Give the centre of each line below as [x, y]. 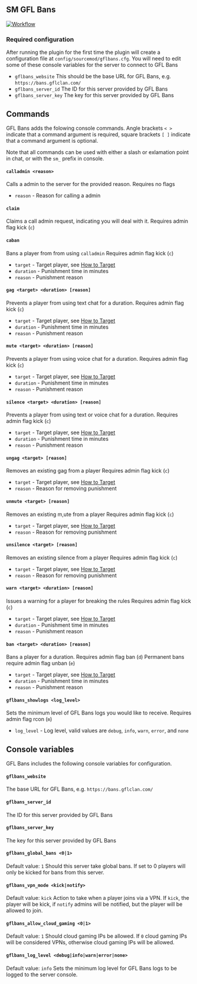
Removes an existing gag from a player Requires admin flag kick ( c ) [88, 471]
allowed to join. [24, 911]
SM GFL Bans [31, 10]
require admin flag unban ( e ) [41, 664]
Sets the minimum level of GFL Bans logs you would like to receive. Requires [99, 713]
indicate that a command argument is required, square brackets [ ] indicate [98, 134]
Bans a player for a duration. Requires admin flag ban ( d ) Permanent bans [95, 657]
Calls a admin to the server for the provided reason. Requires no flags [91, 184]
